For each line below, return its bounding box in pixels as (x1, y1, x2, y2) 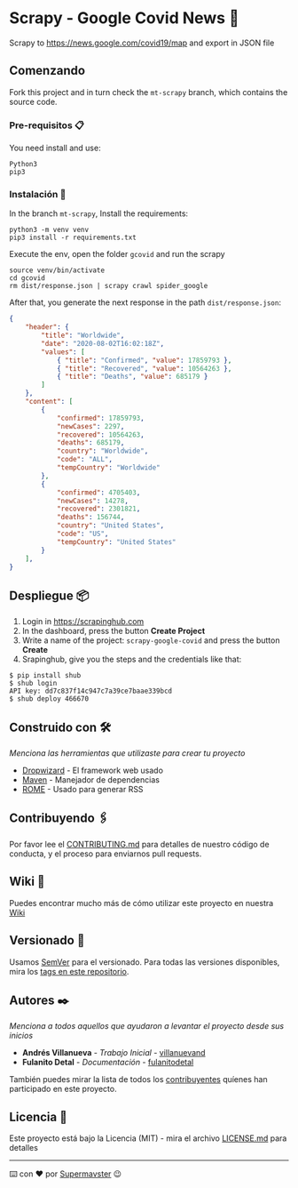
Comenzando (9, 63, 86, 78)
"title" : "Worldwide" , (41, 331, 125, 341)
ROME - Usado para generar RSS (21, 784, 144, 795)
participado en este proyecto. (9, 1084, 117, 1095)
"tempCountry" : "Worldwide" (56, 463, 161, 472)
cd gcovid (9, 274, 46, 283)
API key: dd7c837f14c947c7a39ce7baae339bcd (9, 686, 173, 696)
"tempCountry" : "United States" (56, 537, 176, 546)
